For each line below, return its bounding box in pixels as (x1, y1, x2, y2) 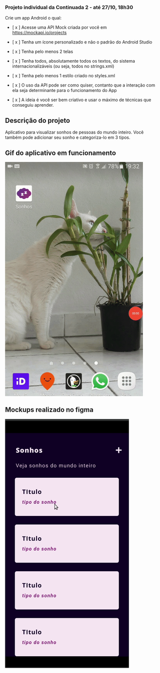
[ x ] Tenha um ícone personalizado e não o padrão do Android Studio (12, 39, 153, 45)
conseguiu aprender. (12, 102, 54, 108)
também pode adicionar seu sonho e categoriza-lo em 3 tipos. (5, 135, 131, 140)
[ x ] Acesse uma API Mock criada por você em (12, 24, 107, 30)
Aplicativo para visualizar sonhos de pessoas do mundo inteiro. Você (5, 129, 144, 135)
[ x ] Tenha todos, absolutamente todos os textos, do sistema (12, 58, 135, 64)
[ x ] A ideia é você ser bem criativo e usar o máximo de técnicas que (12, 97, 152, 103)
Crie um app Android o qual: (5, 15, 62, 21)
